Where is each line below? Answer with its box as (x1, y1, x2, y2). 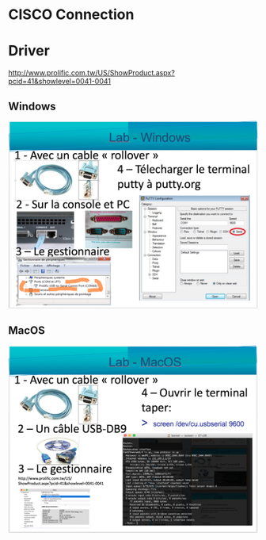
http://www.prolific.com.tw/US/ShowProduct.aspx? (8, 68, 176, 78)
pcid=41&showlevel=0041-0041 (8, 77, 111, 86)
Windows (8, 99, 56, 113)
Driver (8, 42, 50, 60)
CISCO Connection (8, 6, 135, 24)
